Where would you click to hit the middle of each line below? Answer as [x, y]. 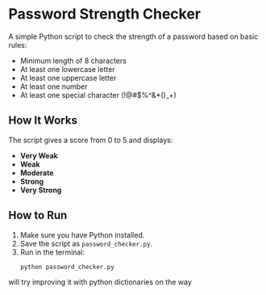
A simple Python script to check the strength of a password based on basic [133, 36]
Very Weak [39, 155]
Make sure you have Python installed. [82, 234]
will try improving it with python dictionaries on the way [100, 282]
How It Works [43, 121]
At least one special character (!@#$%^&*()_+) [98, 95]
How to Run [38, 215]
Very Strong [41, 190]
